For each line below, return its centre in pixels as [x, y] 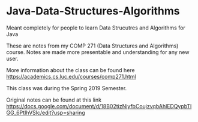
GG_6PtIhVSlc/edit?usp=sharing [46, 112]
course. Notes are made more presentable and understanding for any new [98, 52]
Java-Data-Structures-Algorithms [93, 11]
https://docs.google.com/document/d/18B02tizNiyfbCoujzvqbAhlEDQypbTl [99, 106]
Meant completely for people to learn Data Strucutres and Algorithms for [96, 28]
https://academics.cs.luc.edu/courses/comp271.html [71, 76]
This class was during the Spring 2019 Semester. [67, 88]
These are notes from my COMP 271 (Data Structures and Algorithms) [92, 46]
